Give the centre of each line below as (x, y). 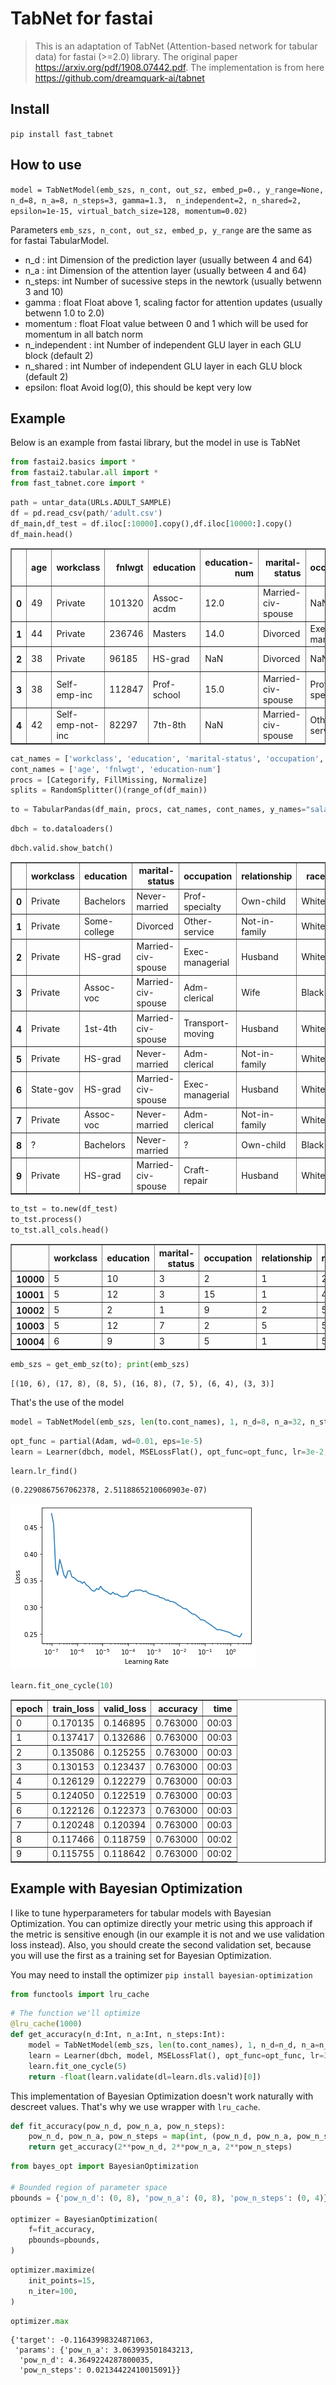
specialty (202, 906)
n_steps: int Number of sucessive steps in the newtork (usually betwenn (173, 281)
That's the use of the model (67, 1402)
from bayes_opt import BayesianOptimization (104, 2167)
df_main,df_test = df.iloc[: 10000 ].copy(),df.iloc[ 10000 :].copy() (151, 523)
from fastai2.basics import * (73, 462)
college (99, 931)
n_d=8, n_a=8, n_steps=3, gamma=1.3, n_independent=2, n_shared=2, (156, 200)
